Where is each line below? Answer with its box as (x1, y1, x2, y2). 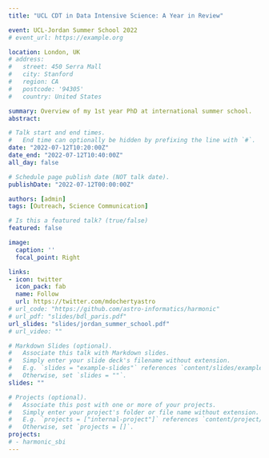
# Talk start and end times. (8, 129, 106, 137)
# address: (8, 55, 45, 64)
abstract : (8, 114, 42, 122)
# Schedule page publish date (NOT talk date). (8, 173, 171, 181)
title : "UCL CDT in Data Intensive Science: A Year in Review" (8, 11, 224, 20)
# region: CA (8, 78, 59, 86)
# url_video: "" (8, 327, 62, 336)
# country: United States (8, 93, 102, 101)
